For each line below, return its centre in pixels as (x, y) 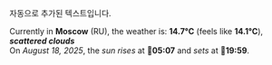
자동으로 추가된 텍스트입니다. (60, 13)
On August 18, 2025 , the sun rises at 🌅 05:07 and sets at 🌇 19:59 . (130, 51)
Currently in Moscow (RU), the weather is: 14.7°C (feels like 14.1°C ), (136, 31)
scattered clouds (42, 41)
